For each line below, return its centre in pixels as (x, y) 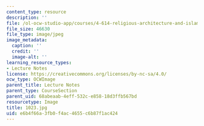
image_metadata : (27, 40)
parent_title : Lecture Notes (43, 85)
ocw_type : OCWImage (31, 79)
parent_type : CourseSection (42, 91)
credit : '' (25, 51)
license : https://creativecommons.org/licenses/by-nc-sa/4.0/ (87, 74)
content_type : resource (36, 12)
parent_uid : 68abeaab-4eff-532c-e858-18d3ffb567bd (72, 96)
